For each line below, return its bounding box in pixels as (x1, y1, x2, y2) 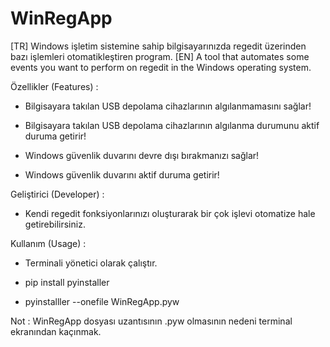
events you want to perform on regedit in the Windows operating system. (10, 61, 312, 73)
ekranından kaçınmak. (10, 325, 102, 337)
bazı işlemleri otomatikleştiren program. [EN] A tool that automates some (10, 50, 310, 62)
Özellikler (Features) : (10, 80, 99, 92)
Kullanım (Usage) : (10, 237, 87, 249)
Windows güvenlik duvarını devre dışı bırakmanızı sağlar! (24, 149, 260, 161)
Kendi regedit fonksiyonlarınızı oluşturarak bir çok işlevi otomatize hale (24, 207, 316, 219)
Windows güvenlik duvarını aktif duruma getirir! (24, 168, 220, 181)
